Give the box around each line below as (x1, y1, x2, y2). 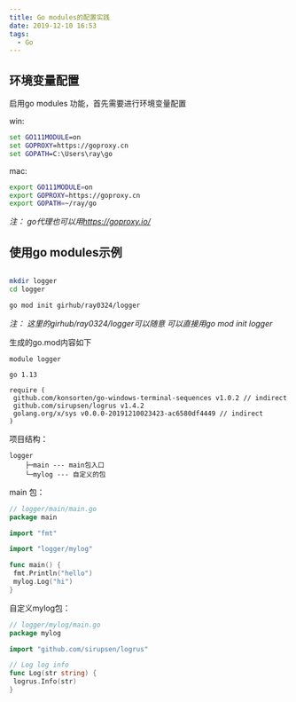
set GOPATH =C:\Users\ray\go (9, 149, 113, 158)
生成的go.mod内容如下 (9, 336, 92, 347)
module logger (9, 354, 62, 364)
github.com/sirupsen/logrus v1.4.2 (12, 401, 144, 410)
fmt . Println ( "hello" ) (12, 569, 93, 578)
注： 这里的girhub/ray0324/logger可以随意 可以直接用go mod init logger (9, 318, 273, 328)
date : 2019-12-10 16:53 (9, 21, 97, 30)
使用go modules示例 (9, 245, 122, 260)
